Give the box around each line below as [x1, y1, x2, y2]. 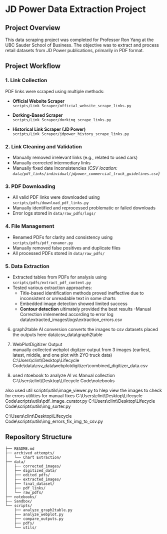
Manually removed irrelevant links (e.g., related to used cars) [12, 154, 138, 160]
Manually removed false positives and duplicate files [12, 244, 121, 251]
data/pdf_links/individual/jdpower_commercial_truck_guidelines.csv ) [12, 170, 160, 176]
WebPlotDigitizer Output [12, 341, 62, 347]
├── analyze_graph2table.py [14, 507, 72, 512]
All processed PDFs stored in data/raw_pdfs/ [12, 250, 105, 256]
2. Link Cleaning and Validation [5, 143, 82, 150]
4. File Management [5, 223, 54, 230]
